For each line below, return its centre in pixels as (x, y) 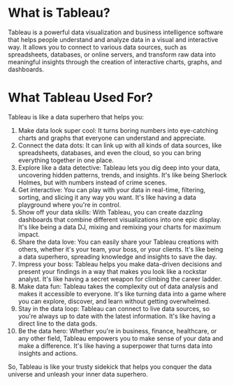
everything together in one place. (66, 160)
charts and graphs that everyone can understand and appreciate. (112, 138)
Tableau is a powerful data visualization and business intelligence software (116, 32)
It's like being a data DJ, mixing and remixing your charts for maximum (119, 227)
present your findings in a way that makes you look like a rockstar (112, 271)
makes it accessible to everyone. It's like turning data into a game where (122, 293)
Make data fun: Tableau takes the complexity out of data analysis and (118, 286)
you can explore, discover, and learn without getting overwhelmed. (114, 301)
